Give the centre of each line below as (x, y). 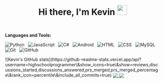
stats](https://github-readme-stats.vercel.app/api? (90, 59)
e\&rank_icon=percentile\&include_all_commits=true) (58, 75)
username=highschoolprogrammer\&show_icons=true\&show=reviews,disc (82, 64)
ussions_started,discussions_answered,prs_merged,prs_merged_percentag (82, 70)
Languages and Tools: (28, 35)
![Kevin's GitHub (22, 59)
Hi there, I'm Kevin (77, 12)
